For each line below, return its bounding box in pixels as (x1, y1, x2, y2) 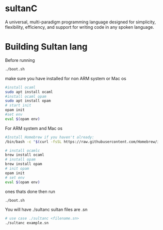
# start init (5, 103, 32, 108)
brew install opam (5, 161, 42, 167)
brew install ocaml (5, 153, 45, 158)
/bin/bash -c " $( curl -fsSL (5, 139, 62, 144)
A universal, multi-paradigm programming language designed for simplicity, (5, 19, 156, 25)
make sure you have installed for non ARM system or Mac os (5, 75, 127, 81)
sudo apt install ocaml (5, 89, 53, 94)
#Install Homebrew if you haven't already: (5, 135, 95, 140)
